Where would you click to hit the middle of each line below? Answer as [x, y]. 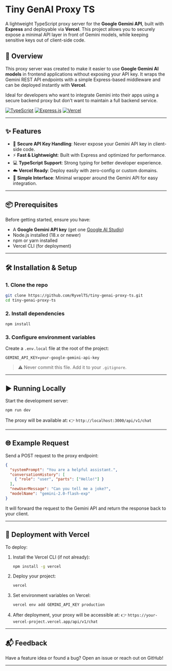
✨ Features [23, 131]
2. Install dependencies [35, 313]
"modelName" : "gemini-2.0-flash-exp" [50, 494]
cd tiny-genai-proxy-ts [31, 300]
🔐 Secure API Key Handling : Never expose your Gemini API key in [82, 144]
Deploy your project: [34, 576]
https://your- [143, 616]
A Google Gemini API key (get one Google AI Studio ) [68, 230]
